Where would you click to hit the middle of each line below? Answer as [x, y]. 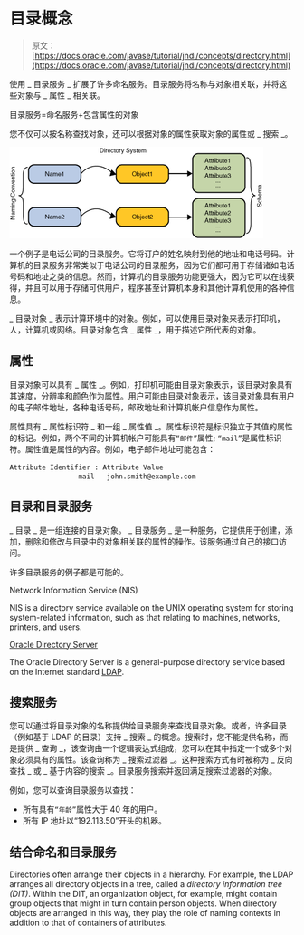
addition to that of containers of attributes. [88, 923]
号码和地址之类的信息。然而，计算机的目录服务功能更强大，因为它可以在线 [148, 276]
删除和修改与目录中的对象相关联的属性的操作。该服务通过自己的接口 [152, 541]
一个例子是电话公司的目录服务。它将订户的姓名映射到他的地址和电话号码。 [148, 254]
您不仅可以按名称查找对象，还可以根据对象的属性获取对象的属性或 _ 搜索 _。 [151, 133]
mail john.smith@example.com [137, 477]
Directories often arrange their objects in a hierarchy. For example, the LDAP [152, 874]
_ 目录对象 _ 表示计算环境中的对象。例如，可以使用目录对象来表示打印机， [147, 318]
